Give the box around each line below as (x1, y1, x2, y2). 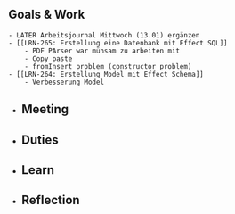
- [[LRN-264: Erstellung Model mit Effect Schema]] (8, 70, 204, 78)
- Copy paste (24, 53, 73, 63)
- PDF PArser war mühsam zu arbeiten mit (24, 46, 180, 55)
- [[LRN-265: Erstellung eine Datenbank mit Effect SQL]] (8, 38, 228, 47)
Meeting (20, 102, 69, 117)
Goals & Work (8, 7, 85, 22)
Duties (20, 132, 59, 147)
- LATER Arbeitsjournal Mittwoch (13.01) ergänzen (8, 30, 200, 39)
